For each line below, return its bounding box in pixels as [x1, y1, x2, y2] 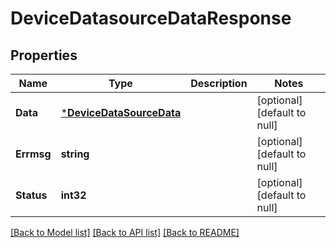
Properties [10, 47, 78, 64]
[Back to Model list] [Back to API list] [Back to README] [10, 227, 240, 238]
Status [15, 188, 48, 202]
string [60, 147, 90, 161]
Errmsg [15, 147, 52, 161]
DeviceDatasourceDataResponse [10, 7, 292, 30]
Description [190, 77, 248, 90]
